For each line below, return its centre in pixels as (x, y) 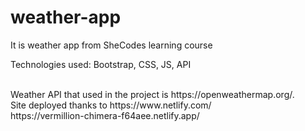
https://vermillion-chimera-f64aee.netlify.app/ (105, 115)
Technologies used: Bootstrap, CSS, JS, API (101, 64)
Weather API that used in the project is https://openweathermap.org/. (152, 94)
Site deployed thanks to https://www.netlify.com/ (111, 105)
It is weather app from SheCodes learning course (111, 45)
